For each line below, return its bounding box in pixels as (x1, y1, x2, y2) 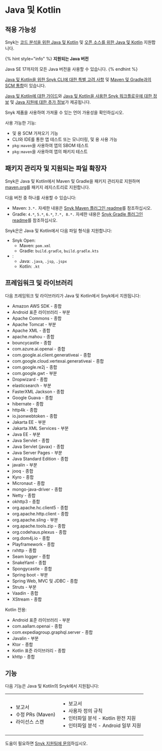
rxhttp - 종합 (12, 547, 37, 553)
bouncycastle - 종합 (12, 340, 52, 345)
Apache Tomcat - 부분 (12, 321, 56, 327)
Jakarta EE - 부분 (12, 419, 46, 425)
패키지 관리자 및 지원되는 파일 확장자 (5, 164, 107, 172)
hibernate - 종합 (12, 401, 44, 407)
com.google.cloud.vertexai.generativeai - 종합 (12, 358, 104, 364)
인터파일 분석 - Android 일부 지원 (68, 722, 141, 729)
